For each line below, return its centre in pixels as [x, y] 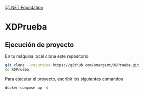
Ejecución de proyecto [39, 45]
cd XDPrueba [17, 69]
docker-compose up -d [27, 88]
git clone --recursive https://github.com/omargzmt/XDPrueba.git [72, 65]
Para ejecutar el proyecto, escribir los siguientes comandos [64, 79]
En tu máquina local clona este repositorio [47, 56]
